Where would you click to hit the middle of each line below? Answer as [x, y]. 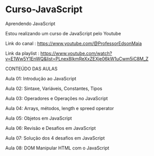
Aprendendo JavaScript [30, 24]
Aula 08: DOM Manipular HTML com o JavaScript [57, 148]
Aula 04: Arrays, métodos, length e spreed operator [60, 108]
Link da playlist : [22, 53]
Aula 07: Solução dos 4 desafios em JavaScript [55, 138]
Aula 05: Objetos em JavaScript [39, 118]
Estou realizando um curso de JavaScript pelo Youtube [63, 33]
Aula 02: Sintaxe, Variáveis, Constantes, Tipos [54, 88]
